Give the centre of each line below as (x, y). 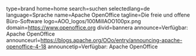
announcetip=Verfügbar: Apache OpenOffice (102, 46)
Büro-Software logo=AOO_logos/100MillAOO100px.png (74, 21)
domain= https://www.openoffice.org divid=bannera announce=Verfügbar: (97, 27)
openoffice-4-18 (26, 46)
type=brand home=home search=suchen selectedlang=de (78, 9)
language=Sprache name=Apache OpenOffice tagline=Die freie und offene (98, 15)
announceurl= (23, 40)
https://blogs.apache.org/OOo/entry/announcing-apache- (111, 40)
